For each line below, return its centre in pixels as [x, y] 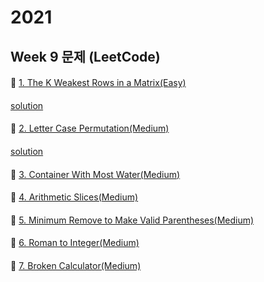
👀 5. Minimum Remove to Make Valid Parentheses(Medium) [132, 220]
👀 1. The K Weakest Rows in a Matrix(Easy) [98, 83]
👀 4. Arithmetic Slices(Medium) [74, 197]
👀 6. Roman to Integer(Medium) [75, 243]
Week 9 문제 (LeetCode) [85, 56]
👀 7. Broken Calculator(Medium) [76, 265]
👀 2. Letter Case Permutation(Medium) [90, 128]
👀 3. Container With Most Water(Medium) [95, 174]
